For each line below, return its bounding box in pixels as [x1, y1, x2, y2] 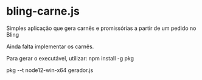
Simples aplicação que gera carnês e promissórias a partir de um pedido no [6, 24, 197, 32]
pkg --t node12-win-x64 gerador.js [6, 66, 94, 74]
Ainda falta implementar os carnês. [6, 43, 94, 50]
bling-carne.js [6, 4, 80, 18]
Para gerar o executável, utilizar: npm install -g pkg [6, 54, 134, 62]
